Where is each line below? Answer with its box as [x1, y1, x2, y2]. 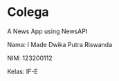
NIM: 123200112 [7, 53, 53, 62]
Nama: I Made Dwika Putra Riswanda [7, 40, 113, 48]
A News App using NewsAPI [7, 27, 88, 35]
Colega [7, 4, 50, 20]
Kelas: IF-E [7, 67, 38, 75]
